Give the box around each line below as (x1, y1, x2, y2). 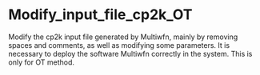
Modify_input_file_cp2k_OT (8, 6, 193, 24)
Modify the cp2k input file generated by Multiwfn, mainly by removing (8, 32, 238, 41)
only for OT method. (8, 57, 74, 67)
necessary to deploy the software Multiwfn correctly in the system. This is (8, 49, 253, 58)
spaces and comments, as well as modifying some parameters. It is (8, 40, 230, 49)
